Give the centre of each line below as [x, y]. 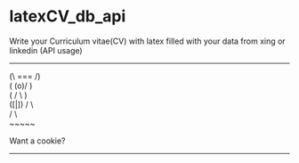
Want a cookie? [37, 141]
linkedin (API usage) [46, 50]
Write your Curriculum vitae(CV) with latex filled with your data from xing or [148, 41]
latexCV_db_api [68, 16]
